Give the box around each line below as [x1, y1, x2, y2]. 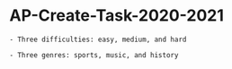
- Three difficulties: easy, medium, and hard [9, 35, 187, 44]
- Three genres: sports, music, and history [9, 50, 179, 59]
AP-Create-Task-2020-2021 [9, 5, 225, 26]
